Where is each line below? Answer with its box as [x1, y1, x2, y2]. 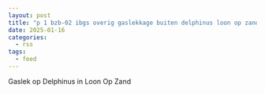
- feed [15, 56, 37, 63]
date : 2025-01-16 [8, 26, 65, 34]
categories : [8, 33, 47, 42]
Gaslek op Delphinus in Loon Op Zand [8, 76, 132, 86]
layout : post [8, 11, 51, 20]
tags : [8, 48, 26, 56]
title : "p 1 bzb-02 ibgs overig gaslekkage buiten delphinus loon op [8, 19, 242, 27]
